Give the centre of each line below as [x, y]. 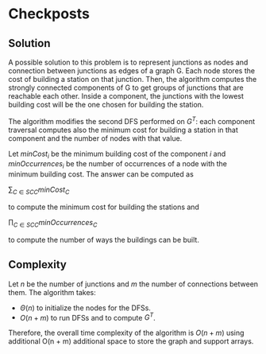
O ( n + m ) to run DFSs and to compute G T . [88, 317]
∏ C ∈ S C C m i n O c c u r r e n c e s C [53, 224]
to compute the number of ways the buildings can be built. [104, 239]
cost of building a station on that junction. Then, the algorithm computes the [133, 79]
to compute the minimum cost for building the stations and [104, 207]
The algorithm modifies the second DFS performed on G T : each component [132, 121]
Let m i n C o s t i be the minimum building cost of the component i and [117, 154]
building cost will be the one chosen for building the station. [106, 105]
